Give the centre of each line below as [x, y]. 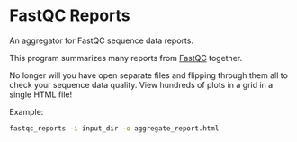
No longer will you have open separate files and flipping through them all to [148, 75]
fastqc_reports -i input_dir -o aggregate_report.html [114, 128]
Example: [27, 111]
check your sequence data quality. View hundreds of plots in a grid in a [141, 84]
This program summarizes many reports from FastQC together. [126, 58]
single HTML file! [41, 94]
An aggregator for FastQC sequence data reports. [101, 40]
